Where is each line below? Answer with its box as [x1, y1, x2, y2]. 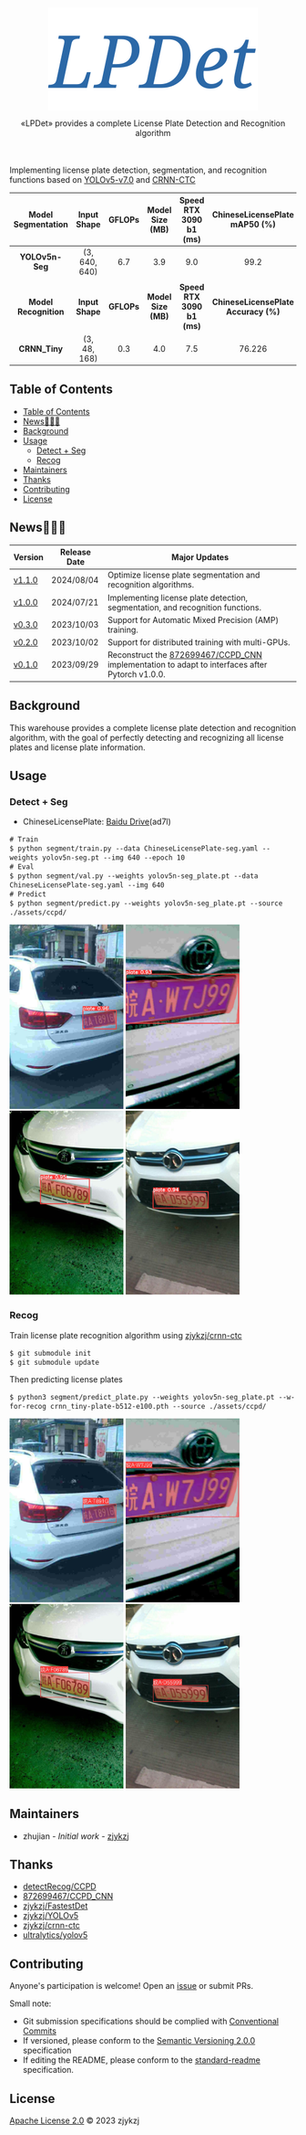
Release [60, 546, 91, 558]
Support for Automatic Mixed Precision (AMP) [107, 614, 280, 625]
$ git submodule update [9, 1358, 100, 1367]
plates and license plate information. [9, 742, 146, 753]
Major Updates [171, 551, 229, 563]
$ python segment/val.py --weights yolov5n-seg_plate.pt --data [9, 872, 259, 881]
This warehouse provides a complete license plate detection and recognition [9, 722, 297, 733]
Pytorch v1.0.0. [107, 669, 166, 680]
